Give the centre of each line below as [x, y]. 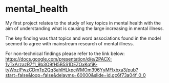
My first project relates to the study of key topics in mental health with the [83, 23]
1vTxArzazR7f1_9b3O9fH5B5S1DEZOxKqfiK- [51, 64]
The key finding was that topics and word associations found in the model [83, 38]
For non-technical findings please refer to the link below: [65, 53]
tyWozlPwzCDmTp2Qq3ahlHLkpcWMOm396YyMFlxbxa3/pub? [72, 70]
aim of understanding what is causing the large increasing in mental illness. [85, 28]
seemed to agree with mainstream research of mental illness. [70, 43]
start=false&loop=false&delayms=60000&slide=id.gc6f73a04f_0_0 [76, 75]
